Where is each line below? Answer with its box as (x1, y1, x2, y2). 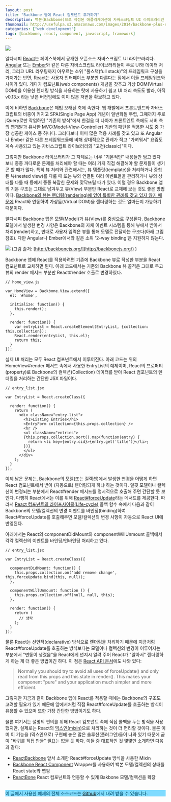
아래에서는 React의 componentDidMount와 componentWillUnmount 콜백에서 (5, 531, 163, 537)
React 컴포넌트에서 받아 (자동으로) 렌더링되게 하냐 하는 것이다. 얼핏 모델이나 (5, 482, 156, 488)
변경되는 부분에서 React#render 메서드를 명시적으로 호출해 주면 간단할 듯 (14, 488, 160, 494)
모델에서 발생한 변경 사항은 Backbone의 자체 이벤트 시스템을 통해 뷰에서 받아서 (5, 222, 162, 228)
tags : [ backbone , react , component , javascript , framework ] (5, 31, 136, 36)
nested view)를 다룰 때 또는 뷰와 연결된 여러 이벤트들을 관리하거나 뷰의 (16, 173, 157, 179)
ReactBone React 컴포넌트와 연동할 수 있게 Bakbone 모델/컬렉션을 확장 (12, 774, 156, 780)
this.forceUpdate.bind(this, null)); (5, 575, 85, 580)
